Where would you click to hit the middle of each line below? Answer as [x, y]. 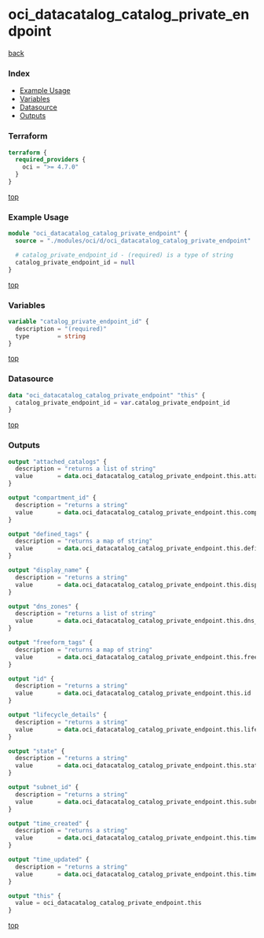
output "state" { [37, 751]
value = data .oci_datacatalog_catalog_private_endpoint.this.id [133, 693]
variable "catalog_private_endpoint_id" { [79, 321]
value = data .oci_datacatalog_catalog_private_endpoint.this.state [138, 766]
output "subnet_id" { [44, 788]
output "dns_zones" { [44, 606]
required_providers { [51, 160]
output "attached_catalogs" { [58, 462]
